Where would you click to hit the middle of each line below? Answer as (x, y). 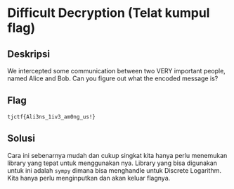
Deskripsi (29, 54)
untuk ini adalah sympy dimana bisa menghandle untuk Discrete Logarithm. (114, 170)
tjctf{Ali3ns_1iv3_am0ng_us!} (52, 117)
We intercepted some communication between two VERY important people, (117, 71)
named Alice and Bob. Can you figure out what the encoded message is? (113, 78)
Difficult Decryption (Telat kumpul (109, 13)
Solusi (21, 139)
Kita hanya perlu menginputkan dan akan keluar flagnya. (89, 178)
